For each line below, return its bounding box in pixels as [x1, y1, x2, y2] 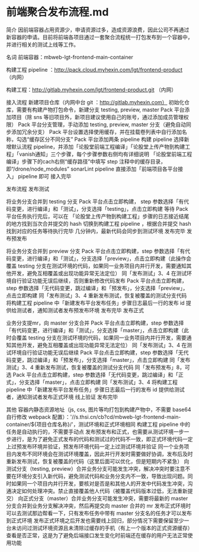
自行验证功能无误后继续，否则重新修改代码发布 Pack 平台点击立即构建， [11, 277, 188, 284]
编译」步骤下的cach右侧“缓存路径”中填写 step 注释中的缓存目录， [6, 158, 166, 165]
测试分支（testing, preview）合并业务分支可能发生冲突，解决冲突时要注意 [6, 465, 185, 472]
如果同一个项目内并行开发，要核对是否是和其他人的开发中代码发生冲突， [11, 480, 188, 487]
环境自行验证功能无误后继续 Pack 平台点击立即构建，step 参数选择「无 [11, 349, 184, 356]
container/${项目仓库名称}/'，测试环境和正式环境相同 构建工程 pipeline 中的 [6, 421, 191, 428]
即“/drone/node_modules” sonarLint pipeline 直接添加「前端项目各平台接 [6, 165, 184, 172]
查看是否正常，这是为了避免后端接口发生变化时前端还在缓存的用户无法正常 [6, 531, 188, 539]
